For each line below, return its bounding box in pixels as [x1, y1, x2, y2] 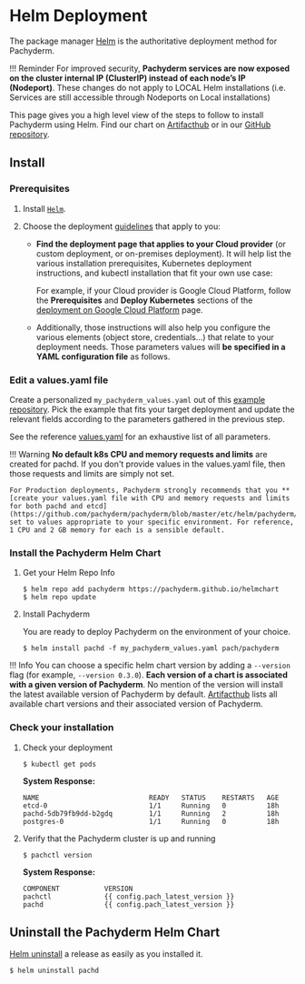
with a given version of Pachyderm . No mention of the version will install [9, 679, 283, 690]
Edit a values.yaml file [9, 374, 109, 387]
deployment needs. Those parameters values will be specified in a [35, 341, 286, 352]
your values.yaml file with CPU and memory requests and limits [42, 493, 290, 503]
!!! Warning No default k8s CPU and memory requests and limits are [9, 448, 268, 459]
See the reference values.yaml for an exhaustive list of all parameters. [9, 431, 271, 442]
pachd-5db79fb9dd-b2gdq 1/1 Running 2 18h [22, 808, 280, 818]
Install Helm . [22, 203, 66, 214]
